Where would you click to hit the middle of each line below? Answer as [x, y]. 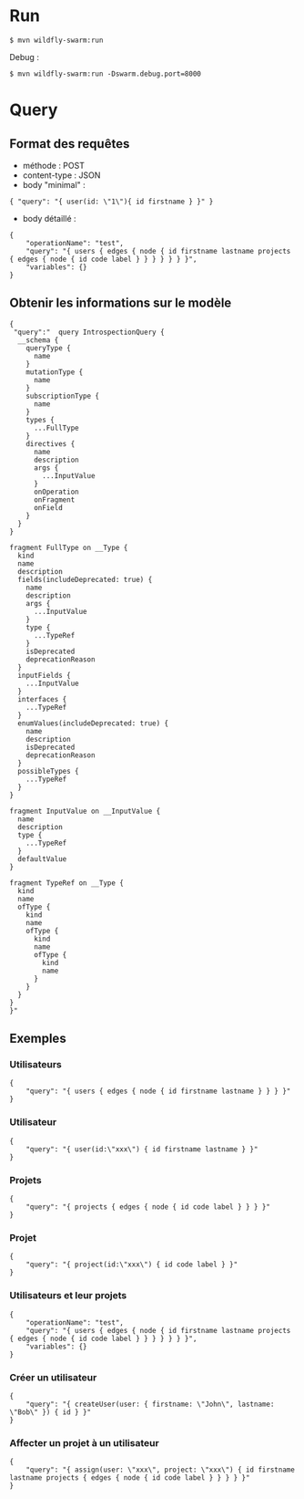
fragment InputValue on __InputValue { [85, 811]
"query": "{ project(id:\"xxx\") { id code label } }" [132, 1265]
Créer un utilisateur [53, 1377]
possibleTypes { [48, 771]
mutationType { [55, 372]
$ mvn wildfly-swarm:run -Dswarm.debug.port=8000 [106, 74]
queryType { [48, 348]
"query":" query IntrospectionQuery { [89, 332]
